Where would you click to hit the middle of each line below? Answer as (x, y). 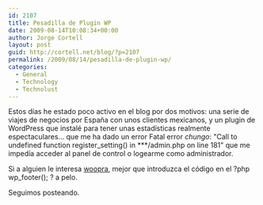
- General (31, 74)
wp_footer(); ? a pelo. (43, 177)
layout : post (30, 45)
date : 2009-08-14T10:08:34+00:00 (63, 30)
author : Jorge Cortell (46, 38)
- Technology (37, 82)
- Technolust (37, 89)
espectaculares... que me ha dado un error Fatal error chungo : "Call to (123, 137)
